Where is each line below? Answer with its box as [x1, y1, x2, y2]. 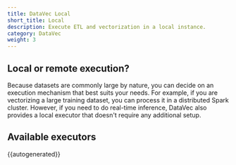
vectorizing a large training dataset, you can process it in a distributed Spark [7, 95, 229, 104]
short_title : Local [7, 17, 65, 24]
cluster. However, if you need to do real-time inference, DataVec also [7, 103, 207, 112]
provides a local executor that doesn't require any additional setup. [7, 110, 201, 119]
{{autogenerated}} [7, 150, 61, 158]
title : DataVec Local [7, 10, 71, 18]
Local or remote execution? [7, 62, 130, 74]
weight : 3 [7, 37, 37, 44]
